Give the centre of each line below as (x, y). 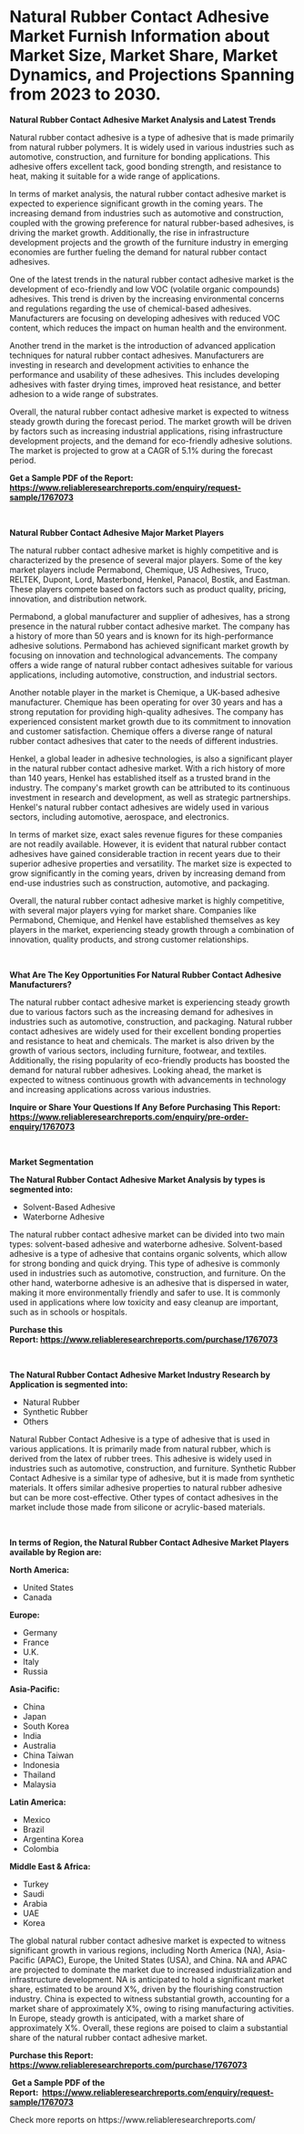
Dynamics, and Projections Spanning (152, 75)
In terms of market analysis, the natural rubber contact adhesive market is (148, 194)
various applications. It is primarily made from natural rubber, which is (140, 1449)
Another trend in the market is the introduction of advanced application (142, 345)
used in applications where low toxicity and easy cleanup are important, (144, 1302)
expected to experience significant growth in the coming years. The (137, 204)
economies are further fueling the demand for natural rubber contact (138, 252)
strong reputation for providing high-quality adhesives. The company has (147, 711)
